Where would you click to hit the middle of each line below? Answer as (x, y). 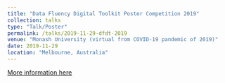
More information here (40, 72)
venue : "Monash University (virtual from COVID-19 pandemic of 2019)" (113, 40)
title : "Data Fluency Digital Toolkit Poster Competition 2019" (103, 14)
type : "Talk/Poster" (38, 27)
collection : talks (34, 20)
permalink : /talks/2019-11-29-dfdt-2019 (67, 33)
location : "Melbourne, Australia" (58, 53)
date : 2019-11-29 (33, 46)
